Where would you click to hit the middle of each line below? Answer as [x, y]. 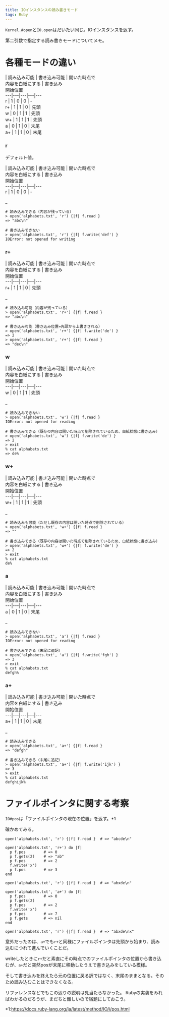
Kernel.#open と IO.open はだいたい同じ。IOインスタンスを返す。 [71, 30]
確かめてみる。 [21, 829]
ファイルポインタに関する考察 [67, 804]
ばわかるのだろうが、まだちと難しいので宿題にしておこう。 [67, 999]
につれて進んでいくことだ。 [43, 948]
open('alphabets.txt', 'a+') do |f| [44, 892]
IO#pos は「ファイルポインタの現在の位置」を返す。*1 [61, 819]
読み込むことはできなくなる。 [45, 982]
